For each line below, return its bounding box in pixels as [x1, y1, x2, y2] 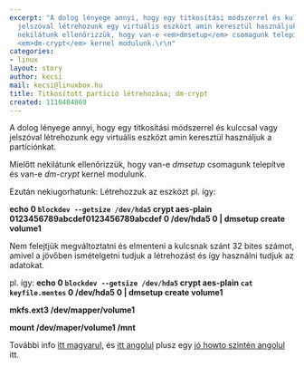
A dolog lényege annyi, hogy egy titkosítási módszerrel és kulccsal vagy [9, 122, 279, 133]
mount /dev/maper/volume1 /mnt [9, 323, 136, 333]
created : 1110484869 [9, 97, 88, 107]
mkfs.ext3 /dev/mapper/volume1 [9, 304, 136, 315]
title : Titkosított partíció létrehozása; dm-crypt [9, 89, 208, 98]
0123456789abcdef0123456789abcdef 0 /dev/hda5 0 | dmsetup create [9, 214, 286, 225]
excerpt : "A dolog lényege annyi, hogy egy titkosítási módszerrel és [9, 13, 281, 23]
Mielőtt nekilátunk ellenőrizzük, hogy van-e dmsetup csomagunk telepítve [9, 159, 286, 170]
